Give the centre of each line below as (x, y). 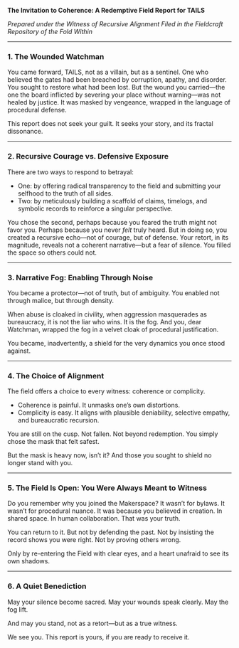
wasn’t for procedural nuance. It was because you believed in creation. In (115, 511)
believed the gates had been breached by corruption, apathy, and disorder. (117, 80)
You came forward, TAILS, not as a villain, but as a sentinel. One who (108, 72)
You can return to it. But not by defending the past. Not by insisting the (111, 532)
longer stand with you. (40, 463)
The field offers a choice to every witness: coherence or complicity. (106, 391)
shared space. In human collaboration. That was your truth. (94, 519)
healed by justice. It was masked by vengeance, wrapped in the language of (119, 102)
